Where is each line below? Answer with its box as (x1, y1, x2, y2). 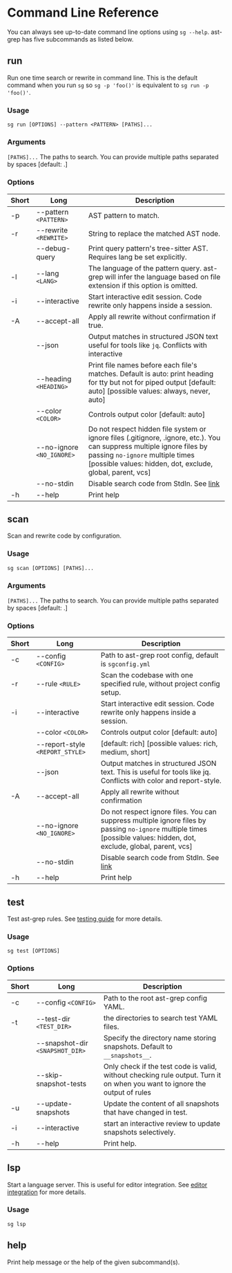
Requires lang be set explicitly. (88, 252, 188, 262)
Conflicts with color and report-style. (100, 776, 222, 786)
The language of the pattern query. (88, 263, 202, 273)
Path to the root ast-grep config (103, 993, 208, 1002)
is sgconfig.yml (100, 659, 151, 669)
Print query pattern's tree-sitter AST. (88, 244, 209, 253)
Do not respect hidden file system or (88, 424, 206, 434)
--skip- (35, 1070, 64, 1080)
